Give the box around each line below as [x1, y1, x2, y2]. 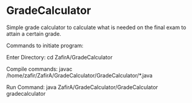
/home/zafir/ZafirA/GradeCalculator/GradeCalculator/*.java [6, 71, 153, 79]
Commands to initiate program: [6, 42, 84, 49]
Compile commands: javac [6, 65, 73, 73]
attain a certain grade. [6, 30, 62, 37]
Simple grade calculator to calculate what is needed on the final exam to [6, 24, 187, 31]
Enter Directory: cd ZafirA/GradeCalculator [6, 53, 113, 61]
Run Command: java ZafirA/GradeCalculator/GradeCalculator [6, 83, 159, 91]
